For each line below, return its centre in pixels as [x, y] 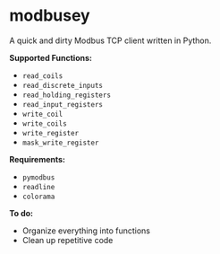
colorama [38, 197]
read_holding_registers [67, 95]
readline [38, 187]
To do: [21, 213]
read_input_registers [62, 104]
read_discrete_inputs [62, 85]
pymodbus [38, 177]
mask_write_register [60, 143]
